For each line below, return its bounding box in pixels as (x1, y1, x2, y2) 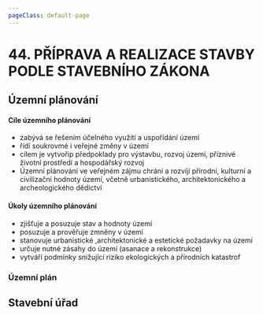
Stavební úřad (8, 296, 79, 309)
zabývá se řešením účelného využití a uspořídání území (19, 133, 200, 143)
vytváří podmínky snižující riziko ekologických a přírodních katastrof (19, 252, 241, 261)
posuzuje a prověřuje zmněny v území (19, 227, 143, 236)
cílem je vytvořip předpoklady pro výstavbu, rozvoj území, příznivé (19, 150, 236, 159)
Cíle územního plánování (8, 115, 91, 124)
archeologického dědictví (19, 183, 102, 193)
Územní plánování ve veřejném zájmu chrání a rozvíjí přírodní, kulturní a (19, 166, 252, 176)
